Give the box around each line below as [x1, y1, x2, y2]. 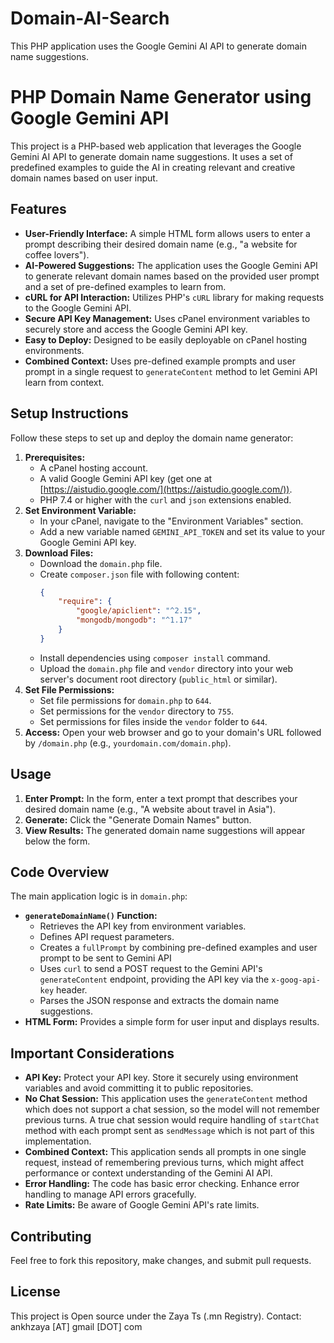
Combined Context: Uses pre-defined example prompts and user [24, 355, 296, 367]
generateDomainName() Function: [24, 910, 158, 922]
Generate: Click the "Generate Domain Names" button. [24, 813, 252, 826]
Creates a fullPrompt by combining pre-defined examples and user [39, 942, 318, 954]
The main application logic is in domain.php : [10, 890, 188, 902]
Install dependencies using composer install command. [39, 652, 271, 664]
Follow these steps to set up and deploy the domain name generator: [10, 432, 294, 444]
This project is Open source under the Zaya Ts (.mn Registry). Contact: [10, 1310, 302, 1322]
